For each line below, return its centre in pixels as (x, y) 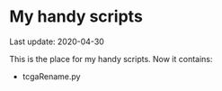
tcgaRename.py (51, 76)
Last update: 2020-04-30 (57, 41)
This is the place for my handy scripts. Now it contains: (111, 59)
